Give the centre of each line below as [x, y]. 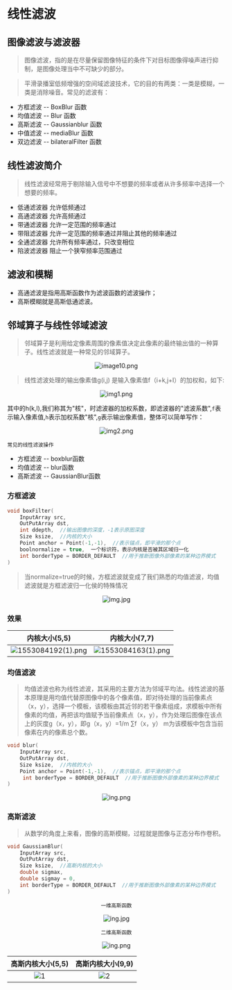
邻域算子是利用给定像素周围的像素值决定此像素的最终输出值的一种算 [121, 343]
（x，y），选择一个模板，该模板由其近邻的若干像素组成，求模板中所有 [123, 707]
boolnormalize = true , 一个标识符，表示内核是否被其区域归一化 [104, 550]
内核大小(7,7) [132, 638]
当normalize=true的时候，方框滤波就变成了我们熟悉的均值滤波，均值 [122, 577]
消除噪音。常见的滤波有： [73, 92]
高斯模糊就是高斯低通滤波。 [57, 301]
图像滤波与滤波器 [44, 42]
